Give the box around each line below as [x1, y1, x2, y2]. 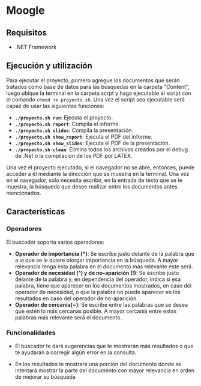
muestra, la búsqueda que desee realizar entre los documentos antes [6, 182, 178, 190]
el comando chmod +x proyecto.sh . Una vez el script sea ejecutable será [6, 95, 185, 103]
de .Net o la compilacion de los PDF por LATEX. [14, 152, 133, 159]
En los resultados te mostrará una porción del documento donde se [14, 360, 182, 367]
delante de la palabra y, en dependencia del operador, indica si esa [14, 276, 181, 283]
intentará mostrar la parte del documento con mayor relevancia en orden [14, 367, 195, 374]
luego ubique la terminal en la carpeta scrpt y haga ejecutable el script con [6, 89, 191, 97]
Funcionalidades [6, 328, 56, 337]
